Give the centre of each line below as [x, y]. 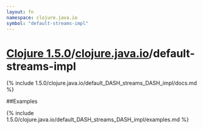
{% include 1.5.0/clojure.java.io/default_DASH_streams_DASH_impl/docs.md [101, 83]
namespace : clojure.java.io [42, 18]
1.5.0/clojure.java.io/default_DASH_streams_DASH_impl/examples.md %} [98, 120]
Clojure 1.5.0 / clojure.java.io [78, 53]
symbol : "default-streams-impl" [47, 23]
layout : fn [20, 12]
